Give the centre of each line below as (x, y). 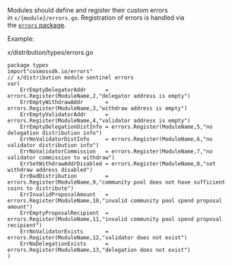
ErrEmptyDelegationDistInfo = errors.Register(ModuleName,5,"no (116, 127)
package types (28, 65)
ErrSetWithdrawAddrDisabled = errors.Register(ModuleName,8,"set (118, 164)
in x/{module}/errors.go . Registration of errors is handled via (96, 18)
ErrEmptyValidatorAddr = (65, 115)
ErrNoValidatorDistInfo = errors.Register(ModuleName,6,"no (116, 139)
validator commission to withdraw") (61, 158)
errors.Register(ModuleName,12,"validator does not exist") (98, 238)
